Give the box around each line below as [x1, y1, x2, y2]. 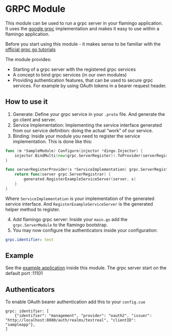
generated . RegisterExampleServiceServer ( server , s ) [24, 176, 137, 182]
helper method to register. [5, 206, 60, 212]
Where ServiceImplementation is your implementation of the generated [5, 195, 155, 202]
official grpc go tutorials [5, 46, 56, 52]
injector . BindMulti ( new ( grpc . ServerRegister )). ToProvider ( [14, 153, 143, 158]
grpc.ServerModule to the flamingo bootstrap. [12, 222, 108, 228]
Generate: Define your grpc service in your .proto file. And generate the [12, 111, 165, 117]
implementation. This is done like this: [12, 138, 93, 144]
